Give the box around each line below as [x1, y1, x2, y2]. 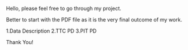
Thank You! [6, 39, 34, 45]
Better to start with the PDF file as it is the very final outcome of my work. [6, 16, 183, 23]
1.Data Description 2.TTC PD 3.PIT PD [6, 27, 97, 34]
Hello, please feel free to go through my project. [6, 5, 121, 12]
